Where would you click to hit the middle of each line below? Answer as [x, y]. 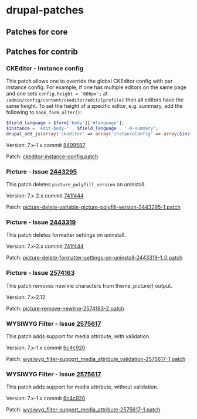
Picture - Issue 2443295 [42, 172]
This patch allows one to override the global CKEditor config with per [89, 81]
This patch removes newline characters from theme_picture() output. [89, 285]
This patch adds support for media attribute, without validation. [82, 387]
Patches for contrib [42, 51]
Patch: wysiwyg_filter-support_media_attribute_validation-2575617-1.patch [96, 359]
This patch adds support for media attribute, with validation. [78, 336]
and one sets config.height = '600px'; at [57, 94]
